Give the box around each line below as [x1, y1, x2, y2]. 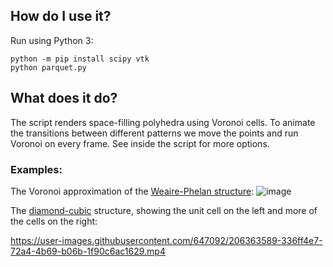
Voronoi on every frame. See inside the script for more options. [10, 137, 270, 149]
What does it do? [10, 90, 118, 107]
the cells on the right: [10, 215, 98, 227]
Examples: [10, 162, 63, 176]
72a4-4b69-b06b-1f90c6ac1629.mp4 [10, 245, 166, 257]
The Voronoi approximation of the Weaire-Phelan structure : [10, 185, 255, 197]
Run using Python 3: [10, 34, 94, 46]
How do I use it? [10, 8, 112, 25]
